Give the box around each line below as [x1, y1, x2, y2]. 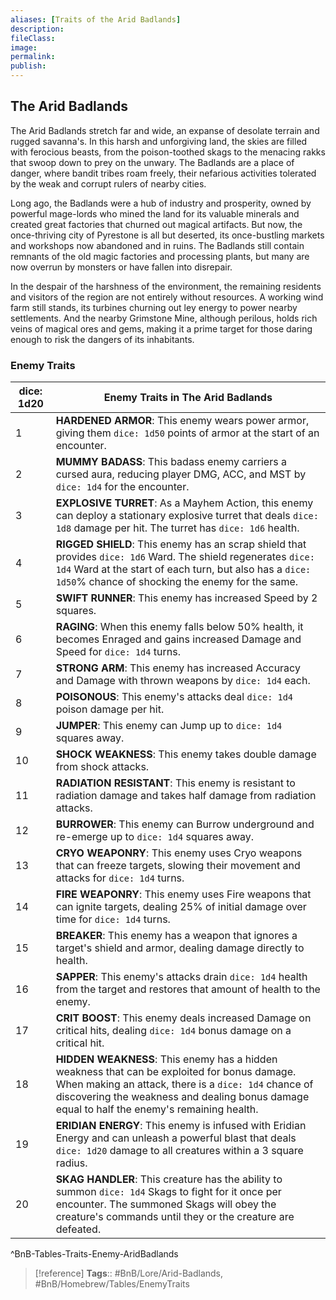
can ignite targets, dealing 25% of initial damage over [55, 900, 307, 914]
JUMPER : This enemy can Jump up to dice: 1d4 [55, 719, 283, 733]
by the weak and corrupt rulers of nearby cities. [10, 177, 207, 190]
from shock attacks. [55, 760, 150, 774]
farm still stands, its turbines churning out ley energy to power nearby [10, 301, 298, 313]
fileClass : [10, 33, 56, 43]
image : [10, 42, 38, 53]
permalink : [10, 52, 56, 62]
